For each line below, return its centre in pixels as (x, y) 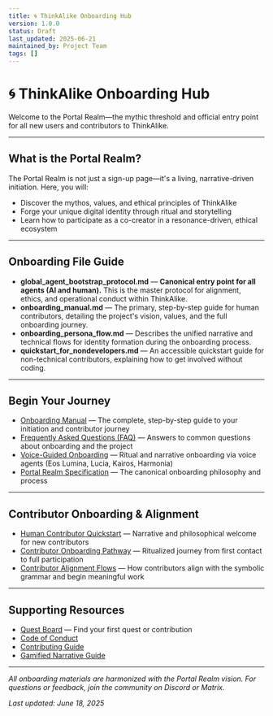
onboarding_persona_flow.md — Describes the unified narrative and (136, 333)
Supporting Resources (67, 610)
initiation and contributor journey (75, 429)
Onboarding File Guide (66, 262)
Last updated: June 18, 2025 (56, 703)
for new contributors (54, 542)
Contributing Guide (52, 647)
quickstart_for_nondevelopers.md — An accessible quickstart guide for (142, 350)
